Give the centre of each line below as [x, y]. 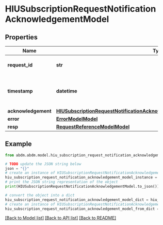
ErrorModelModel [77, 119]
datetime [67, 91]
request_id [20, 65]
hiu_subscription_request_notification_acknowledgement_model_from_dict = [82, 209]
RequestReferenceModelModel [93, 127]
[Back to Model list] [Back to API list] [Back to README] [61, 218]
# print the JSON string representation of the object [62, 182]
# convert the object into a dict [40, 195]
